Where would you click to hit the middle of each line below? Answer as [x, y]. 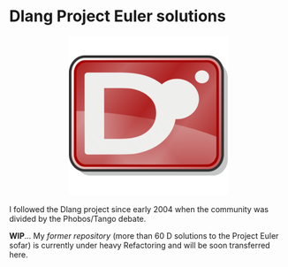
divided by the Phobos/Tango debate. [78, 218]
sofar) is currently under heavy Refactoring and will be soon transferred [140, 245]
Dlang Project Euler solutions [118, 16]
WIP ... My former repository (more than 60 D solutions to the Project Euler [144, 235]
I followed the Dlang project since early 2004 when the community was [139, 209]
